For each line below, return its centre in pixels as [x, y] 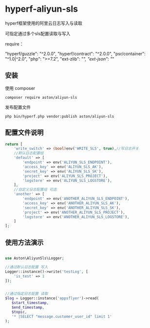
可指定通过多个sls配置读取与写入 [38, 33]
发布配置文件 [18, 107]
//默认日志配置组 [29, 153]
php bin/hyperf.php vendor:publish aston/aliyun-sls [60, 116]
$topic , [19, 312]
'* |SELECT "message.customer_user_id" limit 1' [62, 316]
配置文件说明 [24, 133]
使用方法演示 [24, 242]
